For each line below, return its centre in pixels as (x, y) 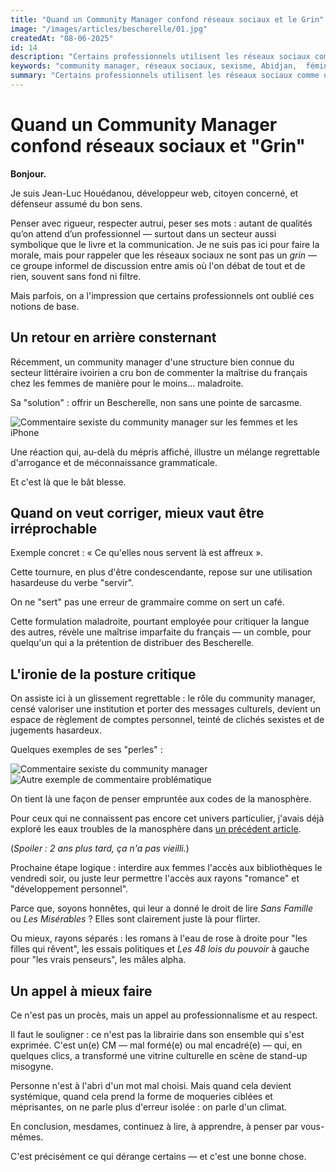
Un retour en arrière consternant (113, 337)
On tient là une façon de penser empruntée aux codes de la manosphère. (161, 799)
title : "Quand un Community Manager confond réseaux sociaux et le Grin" (167, 19)
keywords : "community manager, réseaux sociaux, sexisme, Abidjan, (154, 66)
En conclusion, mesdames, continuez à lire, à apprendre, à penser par (154, 1127)
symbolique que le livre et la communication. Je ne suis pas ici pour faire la (165, 244)
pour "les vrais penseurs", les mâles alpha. (98, 960)
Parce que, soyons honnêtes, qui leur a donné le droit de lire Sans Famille (161, 908)
